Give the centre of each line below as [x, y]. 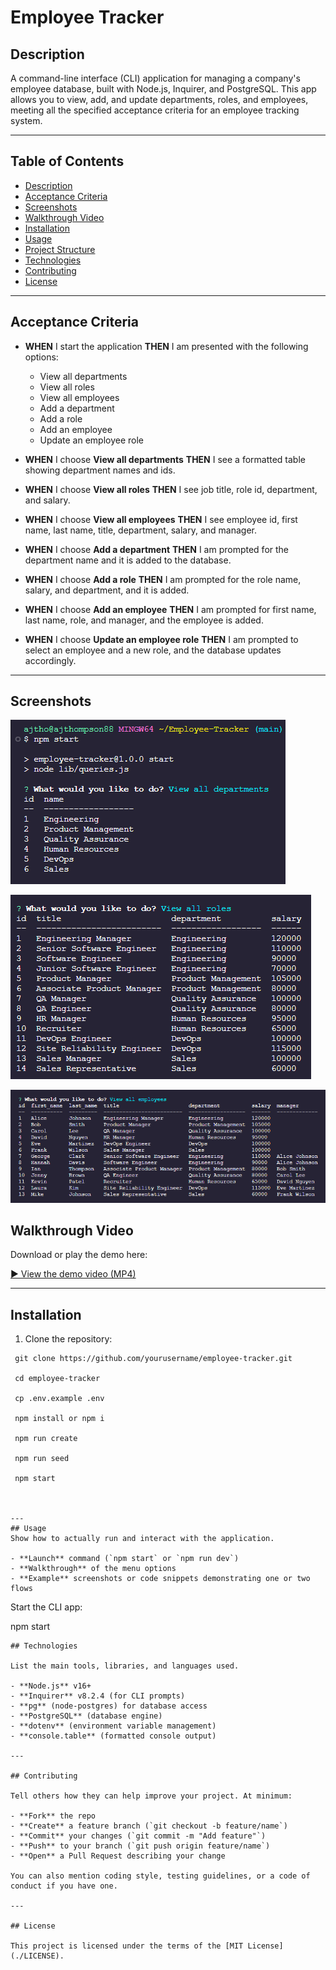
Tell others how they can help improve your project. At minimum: [151, 1796]
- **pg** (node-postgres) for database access [109, 1706]
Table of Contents [67, 161]
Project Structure [60, 249]
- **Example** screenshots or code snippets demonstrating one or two [160, 1579]
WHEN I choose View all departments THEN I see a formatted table [165, 459]
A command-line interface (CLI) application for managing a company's [155, 78]
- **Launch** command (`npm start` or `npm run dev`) [125, 1559]
